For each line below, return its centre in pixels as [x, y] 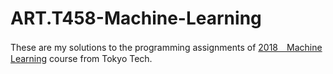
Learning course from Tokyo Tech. [81, 58]
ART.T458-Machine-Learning [136, 18]
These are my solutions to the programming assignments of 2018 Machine [166, 47]
